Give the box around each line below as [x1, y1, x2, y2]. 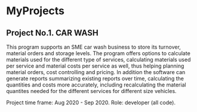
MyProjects [6, 4, 64, 18]
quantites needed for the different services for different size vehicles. [6, 88, 177, 94]
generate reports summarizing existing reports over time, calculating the [6, 75, 184, 82]
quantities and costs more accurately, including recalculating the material [6, 81, 186, 88]
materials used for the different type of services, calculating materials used [6, 56, 191, 63]
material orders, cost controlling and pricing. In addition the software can [6, 69, 186, 75]
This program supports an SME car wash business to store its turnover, [6, 43, 181, 50]
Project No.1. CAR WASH [6, 28, 98, 38]
